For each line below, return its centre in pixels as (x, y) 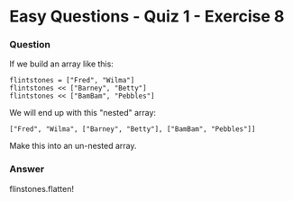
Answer (27, 170)
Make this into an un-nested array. (73, 146)
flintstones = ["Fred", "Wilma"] (72, 81)
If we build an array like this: (62, 64)
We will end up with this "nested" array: (82, 113)
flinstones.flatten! (42, 188)
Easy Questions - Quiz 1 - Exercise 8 (147, 17)
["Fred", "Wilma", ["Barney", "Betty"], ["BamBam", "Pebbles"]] (133, 129)
